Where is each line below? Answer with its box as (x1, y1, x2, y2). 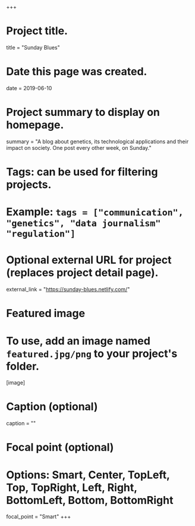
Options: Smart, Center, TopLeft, (6, 468, 170, 481)
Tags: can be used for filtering (6, 165, 158, 179)
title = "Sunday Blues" (6, 44, 61, 51)
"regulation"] (6, 228, 76, 239)
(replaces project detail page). (6, 266, 159, 279)
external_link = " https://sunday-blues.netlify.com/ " (6, 286, 130, 293)
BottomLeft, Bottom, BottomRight (6, 493, 174, 507)
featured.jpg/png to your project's (6, 347, 178, 360)
